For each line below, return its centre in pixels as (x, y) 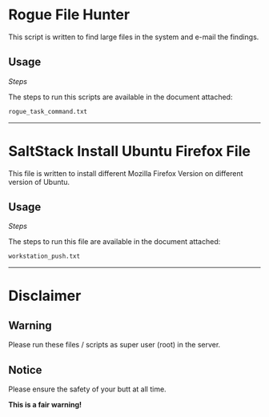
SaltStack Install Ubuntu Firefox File (129, 151)
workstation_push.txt (44, 257)
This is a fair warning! (45, 405)
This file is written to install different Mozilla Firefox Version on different (126, 173)
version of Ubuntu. (39, 182)
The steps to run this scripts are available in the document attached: (120, 97)
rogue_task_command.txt (48, 111)
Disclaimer (45, 296)
